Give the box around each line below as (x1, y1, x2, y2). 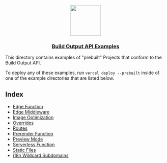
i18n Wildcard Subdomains (12, 152, 69, 158)
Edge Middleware (12, 109, 50, 115)
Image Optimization (12, 114, 54, 121)
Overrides (12, 120, 34, 126)
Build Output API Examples (51, 42, 120, 50)
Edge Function (12, 104, 43, 110)
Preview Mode (12, 136, 43, 143)
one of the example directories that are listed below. (5, 75, 115, 81)
